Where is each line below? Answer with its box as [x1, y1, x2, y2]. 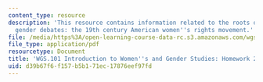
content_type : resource [8, 11, 86, 20]
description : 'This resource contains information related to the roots [8, 19, 250, 27]
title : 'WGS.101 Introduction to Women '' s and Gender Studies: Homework [8, 55, 250, 63]
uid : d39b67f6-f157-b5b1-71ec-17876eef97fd [8, 62, 153, 70]
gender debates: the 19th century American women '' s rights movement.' [15, 26, 254, 34]
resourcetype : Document [8, 48, 86, 55]
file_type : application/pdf [8, 41, 100, 48]
